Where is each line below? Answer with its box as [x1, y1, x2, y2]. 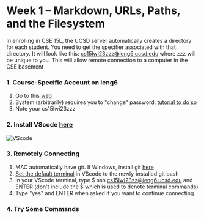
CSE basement [6, 62, 44, 70]
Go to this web [15, 92, 52, 100]
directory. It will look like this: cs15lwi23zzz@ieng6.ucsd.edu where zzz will [6, 50, 196, 57]
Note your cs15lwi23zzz [15, 105, 76, 113]
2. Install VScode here [6, 121, 73, 129]
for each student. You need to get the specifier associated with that [6, 43, 176, 51]
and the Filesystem [6, 17, 105, 31]
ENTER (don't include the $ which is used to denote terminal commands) [15, 183, 199, 190]
